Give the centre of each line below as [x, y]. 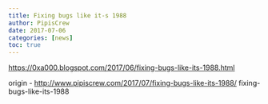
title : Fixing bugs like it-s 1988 [68, 15]
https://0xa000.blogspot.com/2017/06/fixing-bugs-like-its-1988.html [122, 67]
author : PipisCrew [39, 23]
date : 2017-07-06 [37, 30]
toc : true [25, 45]
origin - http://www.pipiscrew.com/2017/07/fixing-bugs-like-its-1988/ [123, 83]
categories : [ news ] [41, 38]
